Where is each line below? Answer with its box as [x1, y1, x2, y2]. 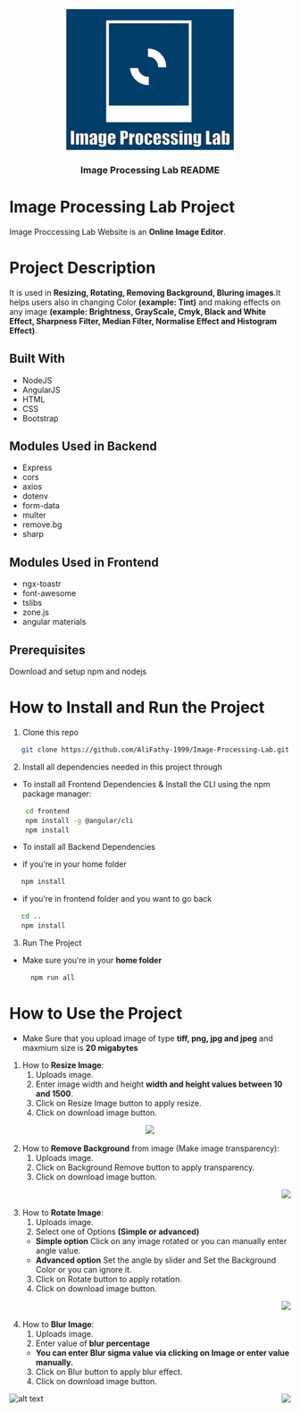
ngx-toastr [21, 578, 62, 589]
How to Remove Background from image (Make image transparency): [21, 1143, 279, 1154]
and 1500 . [35, 1088, 74, 1098]
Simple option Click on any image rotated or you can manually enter [35, 1235, 287, 1246]
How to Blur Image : [21, 1318, 95, 1330]
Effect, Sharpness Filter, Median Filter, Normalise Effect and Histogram [9, 315, 278, 326]
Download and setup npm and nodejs [9, 666, 147, 677]
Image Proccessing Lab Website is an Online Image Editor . [9, 226, 226, 237]
